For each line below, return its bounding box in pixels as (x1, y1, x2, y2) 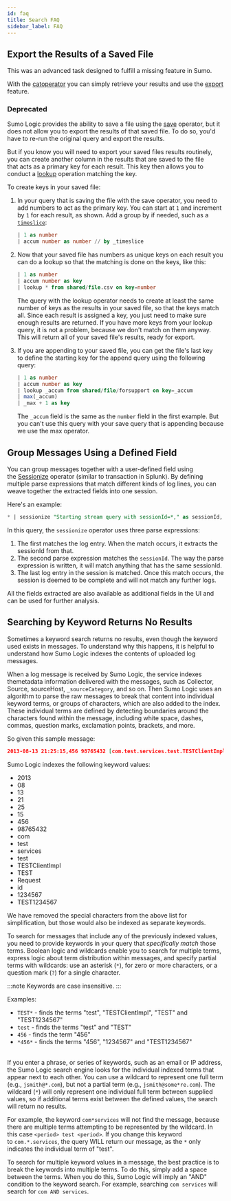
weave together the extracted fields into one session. (7, 487, 158, 495)
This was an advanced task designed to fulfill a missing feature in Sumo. (7, 67, 212, 75)
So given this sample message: (7, 734, 96, 743)
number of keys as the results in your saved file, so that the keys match (16, 303, 219, 312)
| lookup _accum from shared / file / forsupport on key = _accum (16, 387, 193, 394)
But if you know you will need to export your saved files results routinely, (7, 148, 213, 156)
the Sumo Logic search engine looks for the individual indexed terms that (7, 1065, 214, 1074)
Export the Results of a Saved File (7, 48, 154, 60)
